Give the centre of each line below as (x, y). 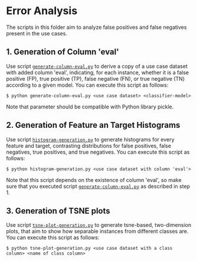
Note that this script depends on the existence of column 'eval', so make (94, 180)
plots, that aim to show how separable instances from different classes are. (97, 232)
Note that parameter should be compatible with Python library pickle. (90, 107)
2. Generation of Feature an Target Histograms (93, 125)
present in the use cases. (37, 33)
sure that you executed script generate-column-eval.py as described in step (98, 186)
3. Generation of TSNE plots (58, 211)
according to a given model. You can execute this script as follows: (87, 85)
